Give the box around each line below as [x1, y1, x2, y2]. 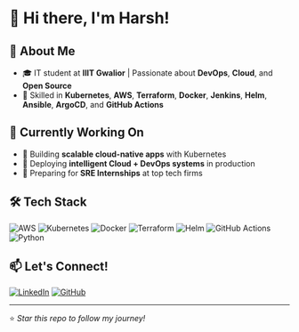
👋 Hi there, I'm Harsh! [9, 8, 170, 28]
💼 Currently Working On [9, 125, 144, 141]
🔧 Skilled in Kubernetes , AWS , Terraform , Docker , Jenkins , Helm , [21, 90, 267, 101]
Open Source [21, 80, 73, 91]
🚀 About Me [9, 44, 76, 59]
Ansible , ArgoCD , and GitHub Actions [21, 100, 165, 109]
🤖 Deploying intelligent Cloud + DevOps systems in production [21, 158, 255, 168]
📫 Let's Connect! [9, 259, 109, 274]
